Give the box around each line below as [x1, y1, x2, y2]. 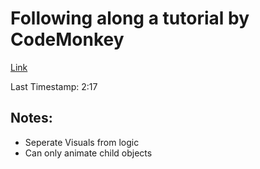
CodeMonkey [10, 28, 125, 51]
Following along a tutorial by [10, 7, 250, 30]
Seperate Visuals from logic [24, 136, 140, 148]
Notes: [10, 110, 53, 127]
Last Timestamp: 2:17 [10, 80, 98, 92]
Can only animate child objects [24, 147, 153, 159]
